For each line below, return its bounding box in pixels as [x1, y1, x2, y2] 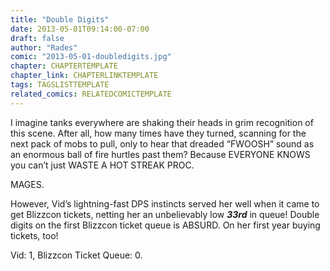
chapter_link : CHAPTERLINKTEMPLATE [10, 71, 159, 81]
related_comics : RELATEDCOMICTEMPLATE [10, 89, 172, 99]
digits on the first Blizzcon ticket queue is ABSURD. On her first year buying [10, 219, 321, 231]
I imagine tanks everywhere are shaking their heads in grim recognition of [10, 116, 314, 128]
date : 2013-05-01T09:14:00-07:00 [10, 24, 150, 34]
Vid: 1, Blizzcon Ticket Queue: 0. [10, 249, 143, 261]
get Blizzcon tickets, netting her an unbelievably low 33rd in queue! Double [10, 208, 320, 220]
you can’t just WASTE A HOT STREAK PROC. [10, 159, 195, 171]
